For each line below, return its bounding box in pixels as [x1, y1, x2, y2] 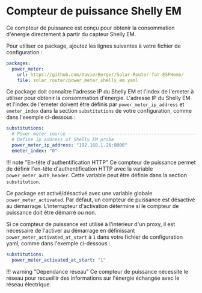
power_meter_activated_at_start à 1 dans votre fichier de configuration [6, 233, 183, 241]
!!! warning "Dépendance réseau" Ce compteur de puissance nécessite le [6, 268, 188, 275]
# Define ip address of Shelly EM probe [11, 137, 114, 143]
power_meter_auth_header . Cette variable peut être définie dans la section [6, 171, 188, 178]
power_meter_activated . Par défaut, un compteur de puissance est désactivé [6, 196, 195, 203]
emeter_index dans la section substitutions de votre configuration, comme [6, 107, 192, 115]
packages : [6, 60, 31, 66]
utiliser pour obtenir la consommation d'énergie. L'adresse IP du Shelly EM [6, 95, 191, 102]
